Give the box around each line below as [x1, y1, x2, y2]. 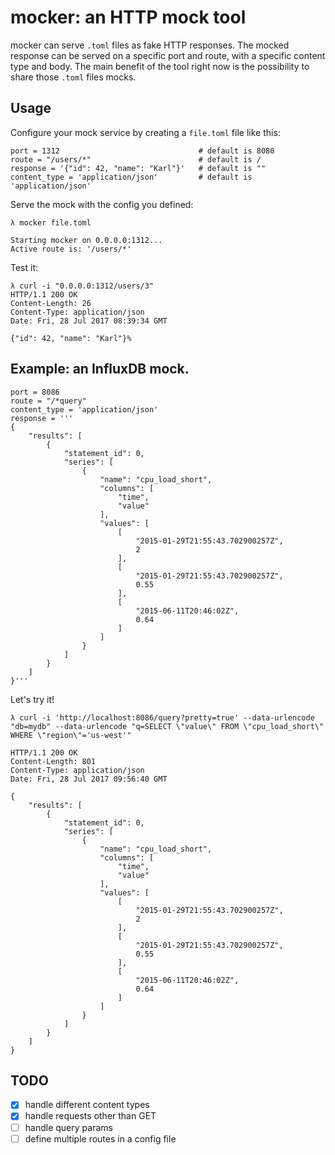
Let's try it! [10, 693, 55, 705]
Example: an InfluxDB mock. [10, 361, 190, 378]
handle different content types [24, 1099, 150, 1111]
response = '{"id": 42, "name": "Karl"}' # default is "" [10, 163, 267, 173]
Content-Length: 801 [10, 756, 97, 766]
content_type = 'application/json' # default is [10, 172, 253, 182]
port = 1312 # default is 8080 [10, 146, 275, 156]
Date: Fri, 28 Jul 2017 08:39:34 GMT [10, 316, 168, 326]
